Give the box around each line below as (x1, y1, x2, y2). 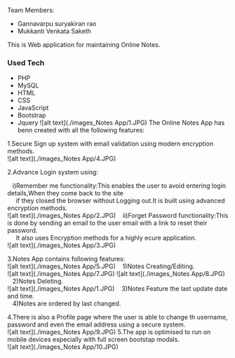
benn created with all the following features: (17, 126, 145, 135)
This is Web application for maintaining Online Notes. (7, 41, 161, 48)
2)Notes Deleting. (12, 277, 64, 286)
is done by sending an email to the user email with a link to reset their (7, 219, 208, 227)
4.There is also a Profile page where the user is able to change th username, (7, 313, 228, 322)
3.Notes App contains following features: (7, 255, 126, 263)
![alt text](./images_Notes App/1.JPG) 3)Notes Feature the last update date (7, 284, 228, 293)
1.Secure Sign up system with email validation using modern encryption (7, 139, 214, 148)
